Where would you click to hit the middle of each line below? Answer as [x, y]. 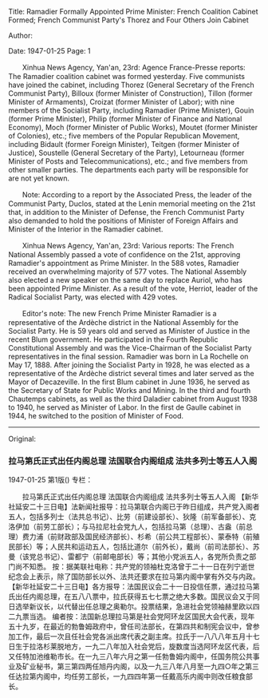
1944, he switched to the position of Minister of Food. [96, 416]
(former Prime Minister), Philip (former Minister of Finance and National [125, 119]
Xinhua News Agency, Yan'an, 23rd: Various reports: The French [128, 246]
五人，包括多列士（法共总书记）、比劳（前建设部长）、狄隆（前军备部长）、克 [132, 517]
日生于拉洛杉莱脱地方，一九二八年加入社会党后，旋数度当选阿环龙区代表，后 [134, 647]
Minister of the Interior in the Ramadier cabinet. [86, 229]
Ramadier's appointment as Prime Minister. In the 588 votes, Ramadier [124, 263]
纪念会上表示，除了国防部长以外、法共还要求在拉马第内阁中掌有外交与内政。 [134, 577]
